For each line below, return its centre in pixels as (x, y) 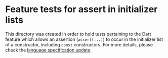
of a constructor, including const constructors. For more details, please (79, 44)
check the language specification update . (49, 50)
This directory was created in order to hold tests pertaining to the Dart (78, 34)
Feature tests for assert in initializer (81, 9)
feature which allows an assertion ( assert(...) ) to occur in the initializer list (84, 39)
